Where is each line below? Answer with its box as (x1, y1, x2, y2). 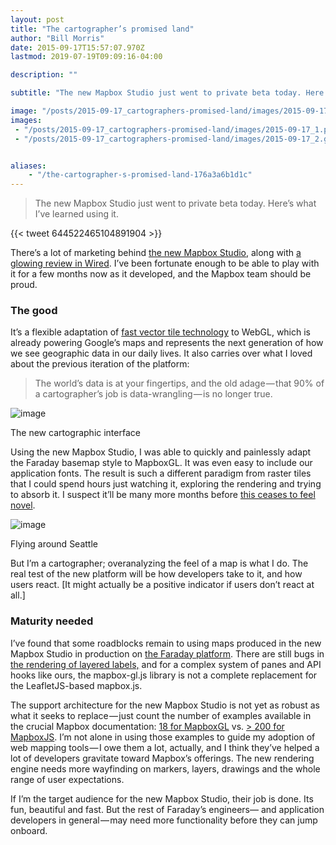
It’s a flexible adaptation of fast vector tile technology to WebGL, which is (10, 326, 311, 338)
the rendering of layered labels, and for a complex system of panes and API (10, 658, 322, 670)
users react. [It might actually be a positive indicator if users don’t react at (10, 579, 315, 591)
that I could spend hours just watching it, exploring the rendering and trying (10, 478, 322, 490)
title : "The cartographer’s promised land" (10, 24, 195, 34)
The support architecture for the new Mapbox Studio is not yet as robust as (10, 699, 320, 711)
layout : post (10, 14, 65, 25)
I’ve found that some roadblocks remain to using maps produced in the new (10, 637, 322, 649)
